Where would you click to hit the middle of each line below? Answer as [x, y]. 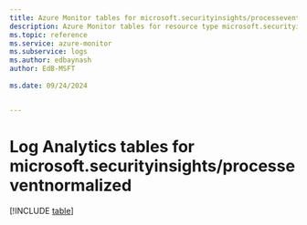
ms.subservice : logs [49, 52]
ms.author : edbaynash [51, 60]
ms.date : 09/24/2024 [49, 86]
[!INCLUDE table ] [42, 210]
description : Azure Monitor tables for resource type [114, 26]
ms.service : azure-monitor [61, 43]
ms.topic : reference [49, 35]
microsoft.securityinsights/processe [152, 166]
